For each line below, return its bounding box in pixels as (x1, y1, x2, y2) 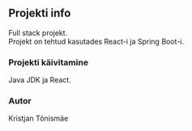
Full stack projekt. (8, 27, 68, 37)
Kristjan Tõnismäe (8, 113, 69, 124)
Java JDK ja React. (8, 75, 71, 85)
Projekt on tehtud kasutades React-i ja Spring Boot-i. (8, 36, 185, 46)
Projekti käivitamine (8, 57, 89, 68)
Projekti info (8, 6, 71, 20)
